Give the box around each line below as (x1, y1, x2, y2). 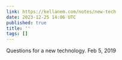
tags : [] (6, 31, 28, 37)
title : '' (6, 25, 31, 31)
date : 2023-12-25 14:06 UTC (6, 14, 77, 20)
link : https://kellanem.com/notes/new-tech (6, 8, 117, 15)
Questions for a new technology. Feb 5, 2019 (6, 47, 117, 54)
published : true (6, 20, 47, 26)
